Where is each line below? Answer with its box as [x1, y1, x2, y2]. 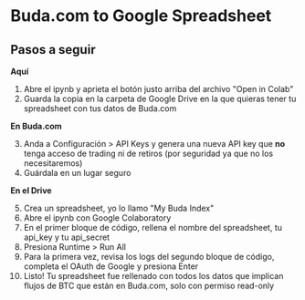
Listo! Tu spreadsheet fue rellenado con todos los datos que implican [23, 271, 284, 281]
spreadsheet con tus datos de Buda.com [23, 103, 177, 114]
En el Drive [10, 185, 53, 196]
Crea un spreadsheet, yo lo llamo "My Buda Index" [23, 202, 215, 213]
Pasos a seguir [10, 42, 96, 57]
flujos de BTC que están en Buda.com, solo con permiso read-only [23, 280, 275, 291]
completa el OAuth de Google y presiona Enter [23, 261, 199, 272]
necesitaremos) [23, 158, 83, 169]
